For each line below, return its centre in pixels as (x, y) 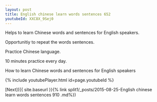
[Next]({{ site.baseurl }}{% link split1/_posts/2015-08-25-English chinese (79, 90)
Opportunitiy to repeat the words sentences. (50, 42)
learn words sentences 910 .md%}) (40, 95)
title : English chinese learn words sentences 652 (58, 14)
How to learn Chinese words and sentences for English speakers (70, 71)
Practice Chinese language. (33, 51)
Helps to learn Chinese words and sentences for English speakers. (72, 33)
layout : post (18, 10)
